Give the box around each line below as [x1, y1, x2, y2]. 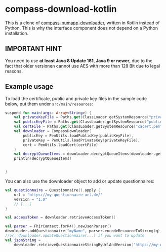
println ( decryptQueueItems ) [14, 156, 72, 161]
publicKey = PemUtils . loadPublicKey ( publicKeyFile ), [23, 133, 134, 138]
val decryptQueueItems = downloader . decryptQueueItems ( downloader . [14, 151, 156, 156]
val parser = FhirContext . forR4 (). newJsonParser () [5, 224, 112, 229]
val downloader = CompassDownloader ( [14, 129, 92, 134]
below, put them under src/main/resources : [5, 101, 93, 107]
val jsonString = [5, 238, 41, 243]
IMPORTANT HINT [5, 44, 62, 53]
